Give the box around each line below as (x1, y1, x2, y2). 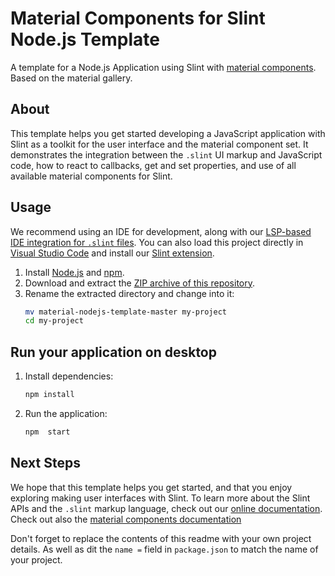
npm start (24, 427, 71, 437)
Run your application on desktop (10, 343, 217, 361)
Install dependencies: (24, 370, 114, 382)
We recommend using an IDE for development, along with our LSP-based (10, 225, 312, 237)
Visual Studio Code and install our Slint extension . (10, 247, 215, 259)
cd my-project (24, 316, 84, 326)
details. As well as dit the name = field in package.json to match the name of (10, 543, 319, 555)
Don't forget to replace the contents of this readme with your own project (10, 532, 312, 544)
